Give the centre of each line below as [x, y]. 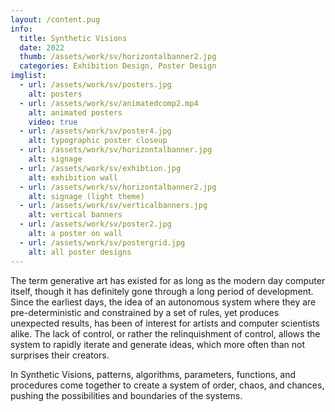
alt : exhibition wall [73, 177]
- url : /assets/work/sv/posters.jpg [95, 85]
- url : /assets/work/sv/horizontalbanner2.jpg [118, 187]
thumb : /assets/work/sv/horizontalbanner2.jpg [118, 57]
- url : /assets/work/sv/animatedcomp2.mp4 [109, 103]
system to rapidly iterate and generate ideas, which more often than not [158, 344]
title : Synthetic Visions [73, 38]
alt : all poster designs [80, 252]
